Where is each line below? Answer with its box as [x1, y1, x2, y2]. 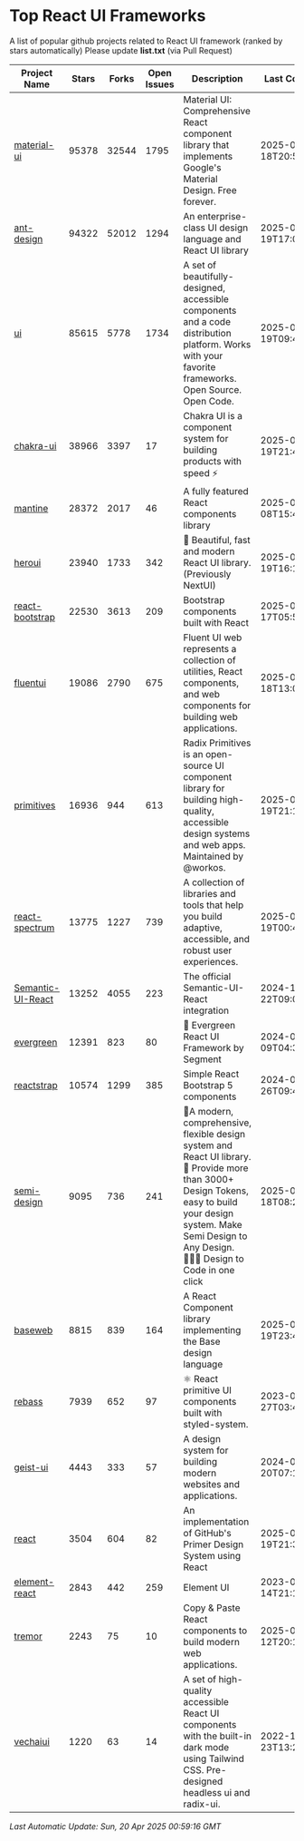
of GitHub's [183, 1526, 233, 1539]
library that [183, 138, 230, 151]
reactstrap [14, 1078, 58, 1091]
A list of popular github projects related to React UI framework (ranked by [9, 35, 283, 46]
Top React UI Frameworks [9, 5, 206, 26]
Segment [183, 1053, 222, 1066]
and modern [183, 545, 235, 558]
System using [183, 1549, 242, 1562]
